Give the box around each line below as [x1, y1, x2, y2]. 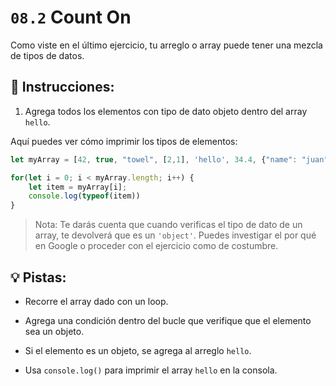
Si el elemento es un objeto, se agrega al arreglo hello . [24, 344, 252, 356]
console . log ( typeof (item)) [28, 191, 141, 201]
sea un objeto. [24, 325, 85, 337]
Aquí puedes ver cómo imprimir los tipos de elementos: [10, 135, 238, 147]
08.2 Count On [10, 6, 132, 29]
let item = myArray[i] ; [28, 182, 128, 192]
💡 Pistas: [10, 269, 67, 286]
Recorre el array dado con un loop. [24, 295, 169, 307]
